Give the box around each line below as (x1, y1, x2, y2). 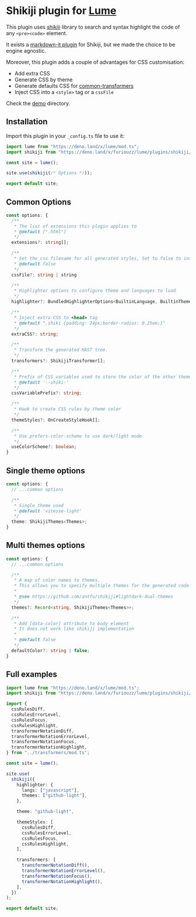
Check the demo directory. (6, 99, 71, 106)
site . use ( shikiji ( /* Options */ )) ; (6, 170, 93, 176)
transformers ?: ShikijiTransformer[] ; (11, 358, 106, 364)
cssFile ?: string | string (11, 272, 77, 278)
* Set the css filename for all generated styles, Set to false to (13, 256, 181, 261)
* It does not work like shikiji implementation (13, 626, 134, 632)
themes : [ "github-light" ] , (21, 792, 87, 799)
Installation (6, 117, 48, 127)
